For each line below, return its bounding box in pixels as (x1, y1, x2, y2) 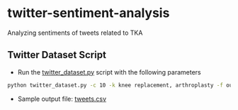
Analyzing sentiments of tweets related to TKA (7, 28, 143, 37)
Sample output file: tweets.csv (17, 94, 107, 103)
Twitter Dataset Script (7, 49, 106, 61)
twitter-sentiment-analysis (7, 5, 170, 21)
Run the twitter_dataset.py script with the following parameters (17, 67, 201, 76)
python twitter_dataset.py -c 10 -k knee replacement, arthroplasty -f (7, 82, 223, 89)
